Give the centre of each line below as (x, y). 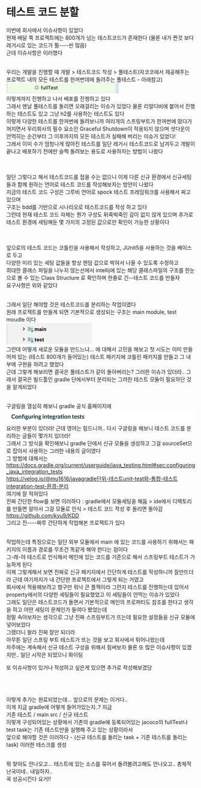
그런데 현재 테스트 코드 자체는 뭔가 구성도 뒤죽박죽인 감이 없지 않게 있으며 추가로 (100, 214)
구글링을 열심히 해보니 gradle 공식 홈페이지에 (59, 406)
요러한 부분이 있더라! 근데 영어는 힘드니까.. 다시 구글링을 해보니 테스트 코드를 (96, 428)
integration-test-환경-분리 (37, 486)
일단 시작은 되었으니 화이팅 (52, 654)
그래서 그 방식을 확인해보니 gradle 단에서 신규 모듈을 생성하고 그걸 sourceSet (97, 443)
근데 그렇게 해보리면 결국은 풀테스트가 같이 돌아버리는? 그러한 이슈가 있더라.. (95, 371)
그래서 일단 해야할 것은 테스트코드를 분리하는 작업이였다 (71, 304)
